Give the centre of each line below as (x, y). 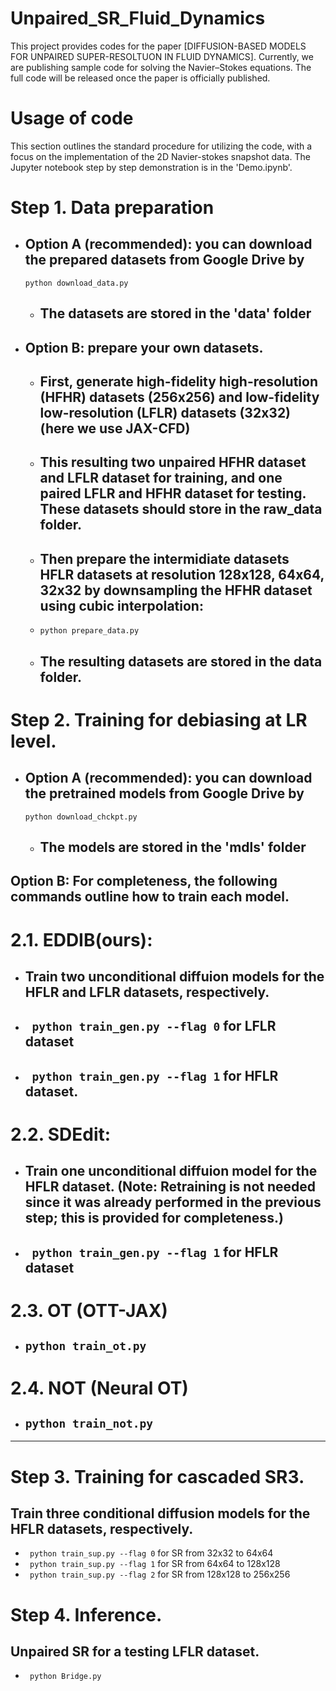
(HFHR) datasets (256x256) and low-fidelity (179, 397)
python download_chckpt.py (81, 817)
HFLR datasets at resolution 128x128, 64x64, (182, 574)
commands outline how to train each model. (150, 897)
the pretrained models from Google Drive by (164, 793)
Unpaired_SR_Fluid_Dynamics (138, 18)
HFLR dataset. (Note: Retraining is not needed (170, 1187)
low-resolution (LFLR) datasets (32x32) (165, 413)
